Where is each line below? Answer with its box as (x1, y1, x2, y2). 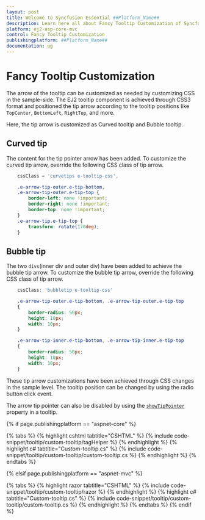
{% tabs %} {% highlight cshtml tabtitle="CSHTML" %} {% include (6, 432, 173, 439)
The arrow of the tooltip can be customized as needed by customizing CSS (6, 89, 195, 96)
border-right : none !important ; (28, 201, 111, 208)
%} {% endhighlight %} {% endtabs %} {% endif (70, 501, 192, 508)
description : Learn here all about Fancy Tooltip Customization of (6, 20, 182, 26)
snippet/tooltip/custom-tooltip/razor (6, 488, 97, 495)
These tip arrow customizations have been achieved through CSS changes (6, 377, 194, 385)
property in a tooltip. (6, 408, 58, 416)
